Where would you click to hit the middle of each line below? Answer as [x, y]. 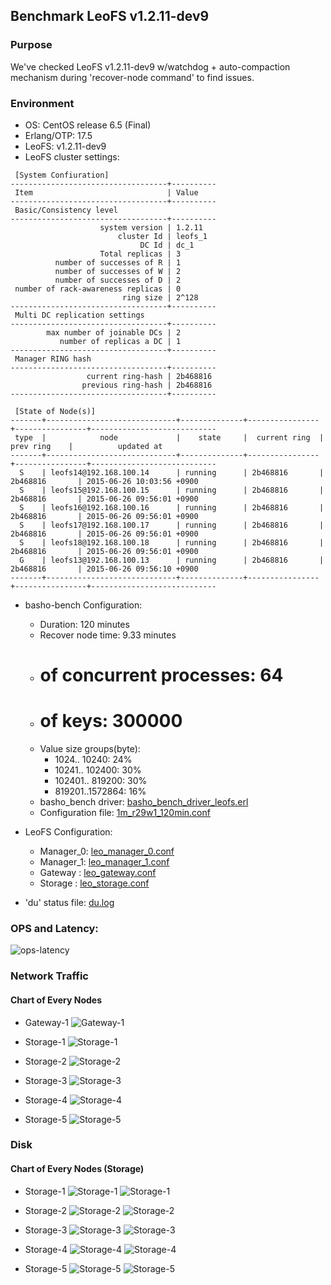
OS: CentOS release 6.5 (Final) [88, 125]
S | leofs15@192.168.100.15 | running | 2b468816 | [172, 490]
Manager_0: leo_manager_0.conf [107, 851]
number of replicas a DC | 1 [120, 341]
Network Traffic [49, 976]
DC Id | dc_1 [167, 245]
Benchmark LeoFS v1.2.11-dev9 [110, 16]
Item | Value [106, 192]
